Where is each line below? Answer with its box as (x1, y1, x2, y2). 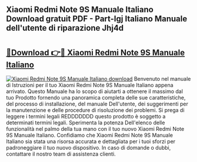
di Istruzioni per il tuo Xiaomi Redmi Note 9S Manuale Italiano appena (6, 82, 173, 88)
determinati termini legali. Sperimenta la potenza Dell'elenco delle (6, 119, 165, 126)
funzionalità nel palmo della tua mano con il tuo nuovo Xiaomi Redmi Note (6, 125, 185, 132)
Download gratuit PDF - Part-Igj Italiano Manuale (6, 14, 188, 24)
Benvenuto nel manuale (133, 75, 191, 82)
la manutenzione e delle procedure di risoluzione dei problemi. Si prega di (6, 107, 185, 114)
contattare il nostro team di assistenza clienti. (6, 150, 116, 157)
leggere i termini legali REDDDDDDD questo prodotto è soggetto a (6, 113, 166, 120)
